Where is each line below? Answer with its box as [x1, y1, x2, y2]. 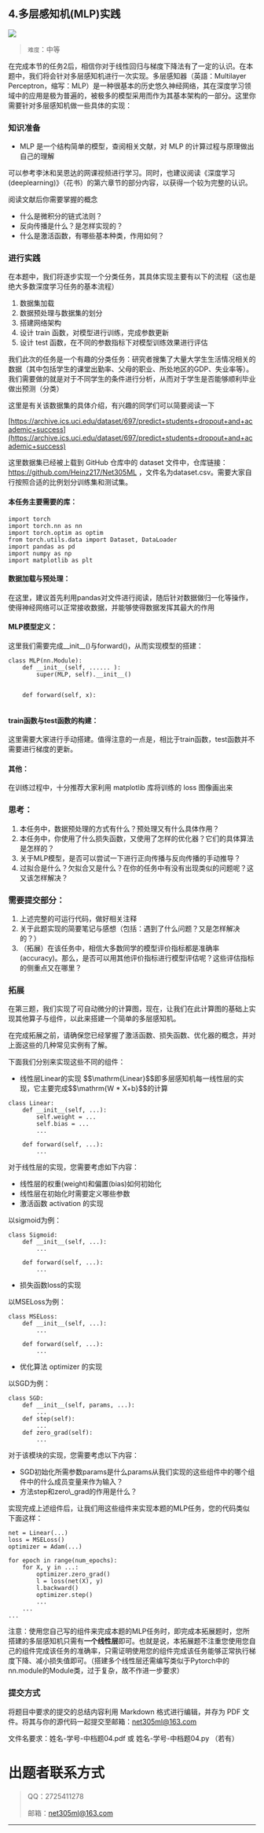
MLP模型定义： [8, 622, 58, 632]
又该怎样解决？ [19, 872, 68, 883]
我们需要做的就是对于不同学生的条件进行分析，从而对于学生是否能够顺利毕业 [8, 374, 256, 384]
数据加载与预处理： [8, 574, 71, 584]
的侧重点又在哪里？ [19, 963, 82, 973]
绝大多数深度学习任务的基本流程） [8, 282, 119, 291]
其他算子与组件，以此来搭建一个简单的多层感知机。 [14, 1014, 181, 1023]
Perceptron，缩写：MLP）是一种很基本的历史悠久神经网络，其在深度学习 [8, 81, 245, 90]
